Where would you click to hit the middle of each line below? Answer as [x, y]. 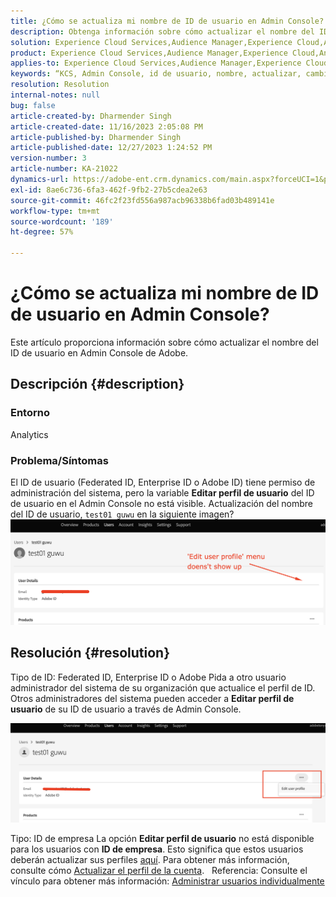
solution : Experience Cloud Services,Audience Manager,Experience [151, 42]
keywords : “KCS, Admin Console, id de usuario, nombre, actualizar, [156, 74]
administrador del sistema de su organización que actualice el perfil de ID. [163, 687]
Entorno [30, 413]
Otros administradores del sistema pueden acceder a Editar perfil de [152, 698]
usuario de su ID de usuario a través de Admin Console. [126, 709]
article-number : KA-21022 [64, 169]
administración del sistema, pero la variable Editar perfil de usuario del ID [162, 492]
